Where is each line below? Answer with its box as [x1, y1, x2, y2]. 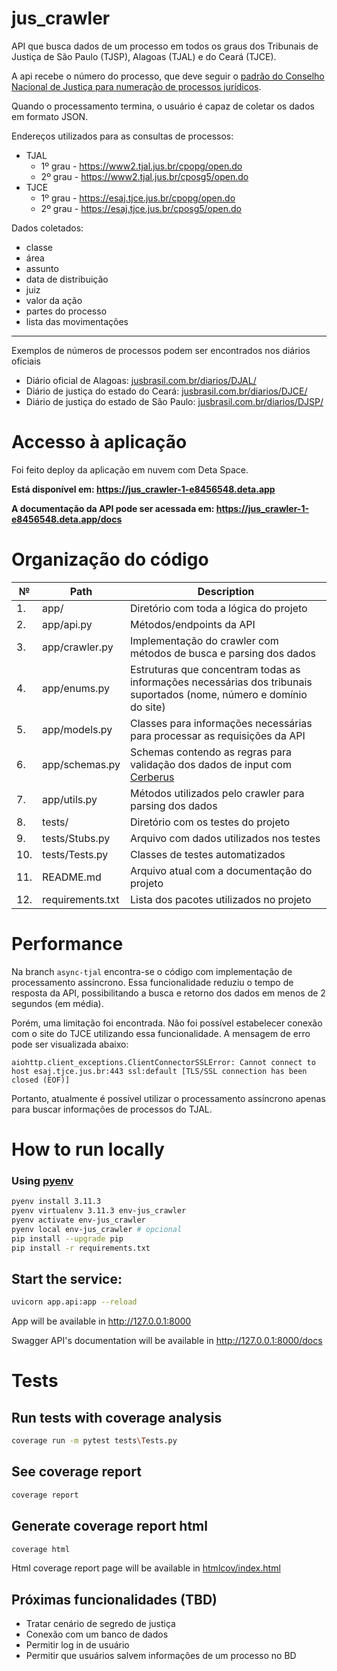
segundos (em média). [11, 997, 104, 1009]
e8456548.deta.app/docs [11, 513, 123, 525]
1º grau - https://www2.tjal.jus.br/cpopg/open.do [40, 160, 243, 172]
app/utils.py [42, 792, 98, 806]
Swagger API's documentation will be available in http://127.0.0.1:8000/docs [11, 1335, 323, 1347]
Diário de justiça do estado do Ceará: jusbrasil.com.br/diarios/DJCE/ [25, 385, 308, 397]
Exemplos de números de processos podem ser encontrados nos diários [11, 344, 311, 356]
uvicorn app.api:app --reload [11, 1297, 138, 1307]
